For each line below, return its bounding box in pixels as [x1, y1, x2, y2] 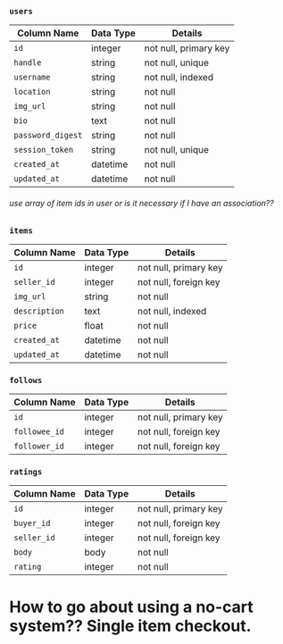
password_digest [13, 130, 83, 140]
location [13, 87, 51, 97]
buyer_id [13, 518, 51, 529]
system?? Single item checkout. [9, 615, 252, 636]
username [13, 72, 51, 82]
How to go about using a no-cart [9, 597, 254, 617]
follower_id [13, 441, 65, 452]
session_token [13, 145, 74, 155]
